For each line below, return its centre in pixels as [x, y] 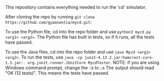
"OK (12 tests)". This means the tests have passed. [57, 73]
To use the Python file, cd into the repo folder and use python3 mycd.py [78, 32]
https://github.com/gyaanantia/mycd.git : [48, 22]
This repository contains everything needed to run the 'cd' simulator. [76, 7]
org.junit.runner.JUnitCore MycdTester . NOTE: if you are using [93, 62]
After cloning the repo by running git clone [50, 17]
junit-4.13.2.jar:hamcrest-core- [119, 58]
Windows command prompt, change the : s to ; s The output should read [79, 68]
